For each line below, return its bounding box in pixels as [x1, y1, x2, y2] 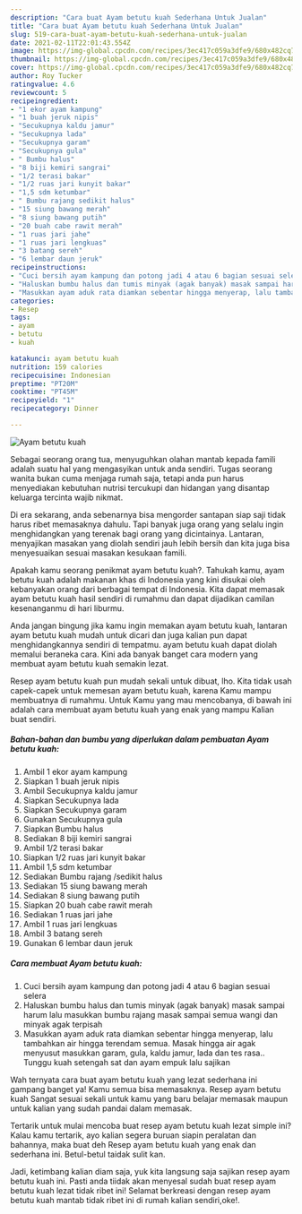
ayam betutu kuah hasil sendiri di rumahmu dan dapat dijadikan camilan [10, 593, 275, 604]
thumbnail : [10, 55, 51, 64]
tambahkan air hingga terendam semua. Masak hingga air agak [22, 1037, 256, 1048]
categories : [10, 297, 55, 306]
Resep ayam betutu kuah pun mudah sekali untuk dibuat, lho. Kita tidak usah [10, 676, 292, 686]
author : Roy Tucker [10, 72, 83, 81]
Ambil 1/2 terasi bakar [22, 842, 104, 853]
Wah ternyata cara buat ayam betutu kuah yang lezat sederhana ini [10, 1074, 258, 1085]
